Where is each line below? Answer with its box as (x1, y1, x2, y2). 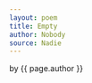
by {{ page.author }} (9, 63, 83, 74)
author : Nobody (9, 30, 66, 39)
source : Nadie (9, 38, 63, 48)
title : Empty (9, 22, 58, 31)
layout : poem (9, 13, 58, 23)
